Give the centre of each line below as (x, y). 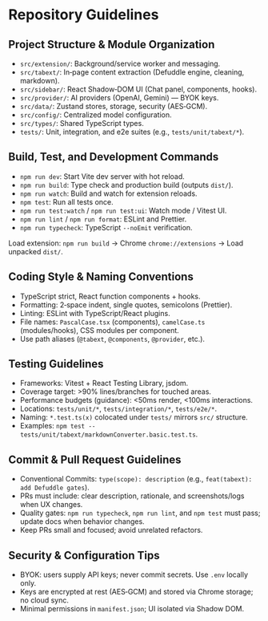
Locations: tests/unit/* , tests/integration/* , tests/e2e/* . (118, 409)
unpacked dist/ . (36, 251)
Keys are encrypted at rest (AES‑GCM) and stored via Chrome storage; (136, 592)
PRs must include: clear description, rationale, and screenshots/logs (132, 496)
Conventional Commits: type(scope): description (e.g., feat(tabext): (136, 479)
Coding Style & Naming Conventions (101, 277)
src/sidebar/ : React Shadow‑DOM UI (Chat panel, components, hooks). (138, 89)
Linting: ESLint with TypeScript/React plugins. (95, 313)
